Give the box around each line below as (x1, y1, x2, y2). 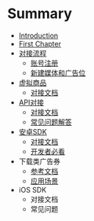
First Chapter (18, 39, 62, 48)
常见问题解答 (30, 117, 72, 127)
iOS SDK (18, 185, 47, 194)
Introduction (18, 31, 59, 40)
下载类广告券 (18, 157, 60, 166)
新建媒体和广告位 (30, 68, 86, 77)
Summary (7, 5, 72, 23)
